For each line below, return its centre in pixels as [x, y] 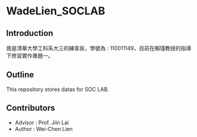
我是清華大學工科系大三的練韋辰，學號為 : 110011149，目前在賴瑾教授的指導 [99, 48]
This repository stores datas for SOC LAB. [58, 89]
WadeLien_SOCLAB [56, 11]
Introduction [30, 33]
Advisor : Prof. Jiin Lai [42, 122]
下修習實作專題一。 [30, 56]
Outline [20, 75]
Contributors [31, 108]
